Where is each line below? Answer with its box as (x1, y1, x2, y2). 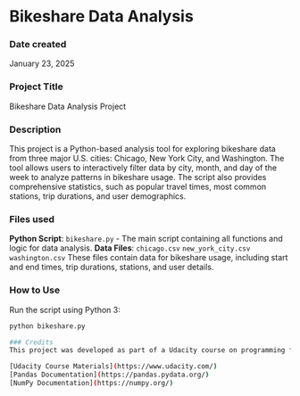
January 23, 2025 (9, 58, 75, 69)
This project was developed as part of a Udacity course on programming (9, 346, 286, 355)
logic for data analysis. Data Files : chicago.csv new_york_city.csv (9, 243, 251, 253)
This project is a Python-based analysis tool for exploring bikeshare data (9, 144, 277, 154)
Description (9, 123, 62, 136)
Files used (9, 213, 55, 225)
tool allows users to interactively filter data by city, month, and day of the (9, 162, 278, 173)
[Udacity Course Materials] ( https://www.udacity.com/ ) (9, 362, 218, 371)
